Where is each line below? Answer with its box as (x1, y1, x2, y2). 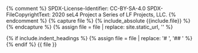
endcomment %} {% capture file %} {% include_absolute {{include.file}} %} (6, 17, 191, 24)
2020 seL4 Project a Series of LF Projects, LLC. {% (52, 11, 176, 18)
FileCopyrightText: (6, 11, 51, 18)
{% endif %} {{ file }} (6, 41, 57, 48)
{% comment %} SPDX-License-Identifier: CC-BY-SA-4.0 (6, 5, 146, 12)
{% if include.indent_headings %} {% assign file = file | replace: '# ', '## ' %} (6, 35, 193, 41)
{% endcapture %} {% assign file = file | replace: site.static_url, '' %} (6, 23, 173, 30)
